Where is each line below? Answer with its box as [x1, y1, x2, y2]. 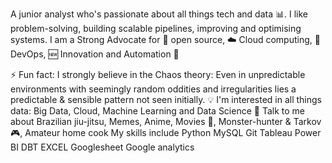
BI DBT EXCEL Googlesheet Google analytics [10, 141, 195, 153]
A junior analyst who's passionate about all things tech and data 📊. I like [10, 8, 309, 20]
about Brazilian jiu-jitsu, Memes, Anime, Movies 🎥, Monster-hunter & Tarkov [10, 116, 322, 127]
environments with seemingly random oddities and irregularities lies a [10, 83, 297, 95]
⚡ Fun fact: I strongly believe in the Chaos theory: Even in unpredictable [10, 69, 306, 80]
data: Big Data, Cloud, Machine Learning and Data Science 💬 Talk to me [10, 105, 306, 117]
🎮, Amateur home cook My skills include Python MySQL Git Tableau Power [10, 127, 322, 138]
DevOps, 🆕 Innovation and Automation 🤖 [10, 48, 180, 60]
